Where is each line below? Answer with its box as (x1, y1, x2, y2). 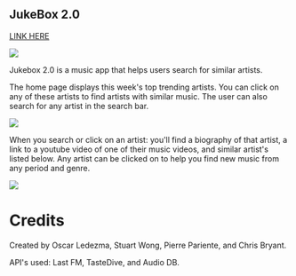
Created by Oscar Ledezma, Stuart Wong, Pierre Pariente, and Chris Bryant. (9, 240, 287, 250)
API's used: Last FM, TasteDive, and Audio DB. (9, 256, 180, 267)
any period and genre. (9, 162, 91, 173)
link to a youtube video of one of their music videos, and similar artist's (9, 144, 269, 154)
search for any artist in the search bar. (9, 100, 149, 111)
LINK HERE (9, 30, 50, 41)
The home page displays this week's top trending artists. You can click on (9, 82, 280, 92)
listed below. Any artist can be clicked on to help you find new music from (9, 153, 280, 163)
